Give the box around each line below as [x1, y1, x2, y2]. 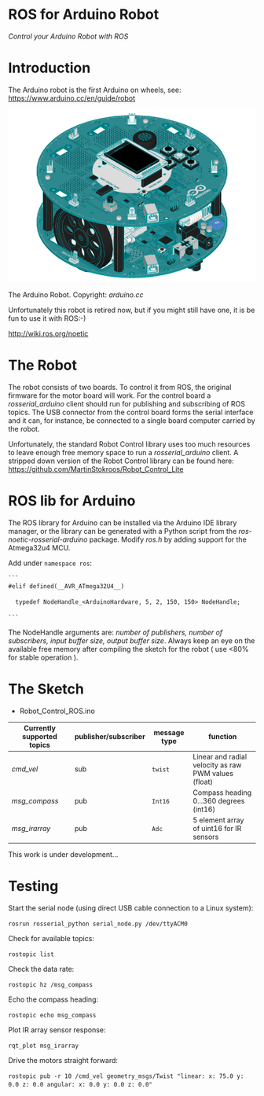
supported [22, 732, 57, 741]
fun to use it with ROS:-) [8, 314, 86, 323]
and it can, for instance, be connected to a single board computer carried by [8, 415, 255, 425]
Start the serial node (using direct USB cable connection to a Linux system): [8, 903, 254, 913]
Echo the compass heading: [8, 995, 99, 1004]
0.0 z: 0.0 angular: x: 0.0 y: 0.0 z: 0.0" [8, 1080, 153, 1088]
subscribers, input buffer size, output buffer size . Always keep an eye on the [8, 635, 255, 645]
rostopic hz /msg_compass [8, 980, 93, 988]
